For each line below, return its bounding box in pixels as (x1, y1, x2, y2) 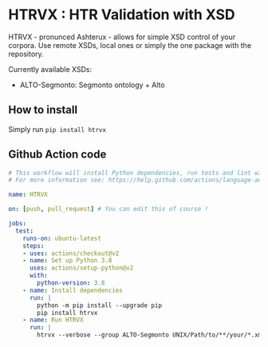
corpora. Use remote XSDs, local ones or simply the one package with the (8, 40, 252, 50)
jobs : (8, 220, 26, 228)
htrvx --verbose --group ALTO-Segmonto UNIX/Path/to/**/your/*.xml (37, 331, 266, 339)
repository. (8, 49, 44, 58)
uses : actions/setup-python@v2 (29, 264, 134, 273)
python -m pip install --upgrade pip (37, 301, 162, 309)
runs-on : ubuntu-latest (22, 234, 102, 242)
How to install (8, 103, 78, 117)
